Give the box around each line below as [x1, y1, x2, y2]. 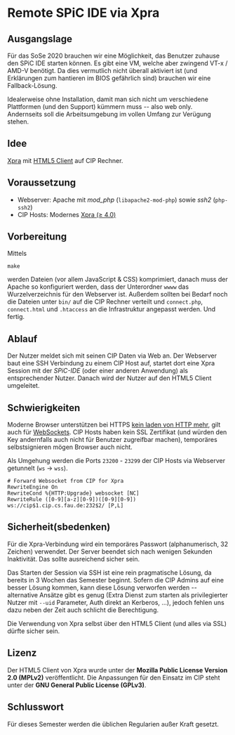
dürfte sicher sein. [7, 627, 60, 635]
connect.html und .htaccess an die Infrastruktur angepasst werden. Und [7, 305, 216, 313]
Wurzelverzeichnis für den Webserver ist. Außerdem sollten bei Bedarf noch [7, 290, 228, 299]
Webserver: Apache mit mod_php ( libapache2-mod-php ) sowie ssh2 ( [17, 195, 216, 204]
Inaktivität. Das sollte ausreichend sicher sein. [7, 554, 140, 563]
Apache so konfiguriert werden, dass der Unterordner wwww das [7, 282, 189, 291]
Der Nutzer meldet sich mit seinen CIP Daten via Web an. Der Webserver [7, 351, 217, 360]
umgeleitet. [7, 382, 40, 390]
